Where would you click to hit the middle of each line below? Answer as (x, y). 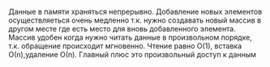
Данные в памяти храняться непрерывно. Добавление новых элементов (135, 12)
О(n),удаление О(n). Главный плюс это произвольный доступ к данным (133, 54)
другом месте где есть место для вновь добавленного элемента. (122, 29)
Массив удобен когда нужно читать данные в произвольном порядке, (131, 37)
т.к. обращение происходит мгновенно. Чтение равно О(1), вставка (125, 46)
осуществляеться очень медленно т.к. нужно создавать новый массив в (135, 20)
